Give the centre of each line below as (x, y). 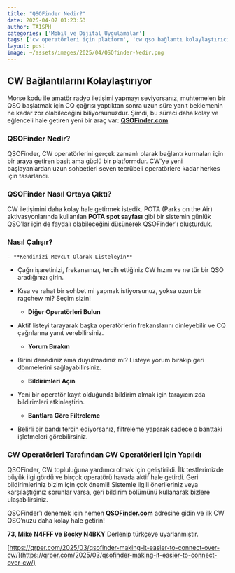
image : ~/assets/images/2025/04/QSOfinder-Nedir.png (86, 53)
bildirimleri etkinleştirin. (51, 402)
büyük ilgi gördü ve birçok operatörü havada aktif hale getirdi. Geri (103, 477)
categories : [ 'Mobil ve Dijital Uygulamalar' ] (76, 33)
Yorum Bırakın (49, 346)
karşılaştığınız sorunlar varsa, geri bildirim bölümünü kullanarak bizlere (109, 492)
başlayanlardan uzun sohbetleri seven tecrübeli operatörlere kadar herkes (114, 168)
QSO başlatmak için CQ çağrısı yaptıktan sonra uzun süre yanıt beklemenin (115, 105)
